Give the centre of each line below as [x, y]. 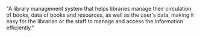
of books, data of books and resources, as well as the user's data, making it [100, 15]
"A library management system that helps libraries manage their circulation [99, 9]
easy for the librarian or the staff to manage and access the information [95, 21]
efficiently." [20, 27]
